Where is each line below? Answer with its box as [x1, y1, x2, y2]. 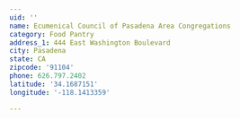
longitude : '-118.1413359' [9, 88, 111, 97]
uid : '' [9, 13, 39, 22]
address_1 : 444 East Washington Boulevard [9, 38, 171, 47]
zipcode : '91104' [9, 64, 75, 72]
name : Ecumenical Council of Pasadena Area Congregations [9, 21, 231, 30]
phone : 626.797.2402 [9, 72, 87, 81]
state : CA [9, 55, 47, 64]
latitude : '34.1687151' [9, 80, 99, 89]
